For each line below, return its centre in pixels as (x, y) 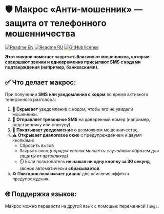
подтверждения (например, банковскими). (52, 67)
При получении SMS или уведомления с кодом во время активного (77, 94)
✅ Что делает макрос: (41, 83)
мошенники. (25, 114)
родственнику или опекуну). (42, 124)
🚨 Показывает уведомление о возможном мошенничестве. (75, 130)
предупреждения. (31, 179)
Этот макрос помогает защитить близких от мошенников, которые (77, 56)
